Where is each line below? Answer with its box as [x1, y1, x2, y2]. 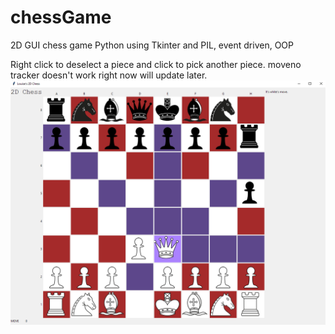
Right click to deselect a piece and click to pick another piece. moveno [10, 58, 302, 70]
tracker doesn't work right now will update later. [10, 69, 208, 81]
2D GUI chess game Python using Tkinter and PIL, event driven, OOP [10, 39, 295, 51]
